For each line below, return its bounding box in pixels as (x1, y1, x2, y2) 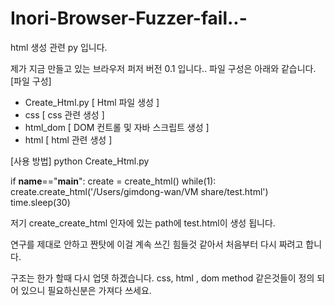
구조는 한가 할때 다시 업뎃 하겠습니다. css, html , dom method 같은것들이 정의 (10, 272, 315, 284)
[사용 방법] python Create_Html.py (10, 155, 150, 167)
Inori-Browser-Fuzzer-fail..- (10, 7, 248, 30)
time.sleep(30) (10, 196, 71, 208)
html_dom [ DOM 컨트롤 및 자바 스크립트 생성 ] (24, 121, 210, 133)
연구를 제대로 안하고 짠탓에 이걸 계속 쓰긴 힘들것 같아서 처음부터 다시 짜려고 (10, 238, 304, 250)
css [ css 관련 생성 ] (24, 108, 105, 121)
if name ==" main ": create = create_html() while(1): (10, 175, 217, 187)
